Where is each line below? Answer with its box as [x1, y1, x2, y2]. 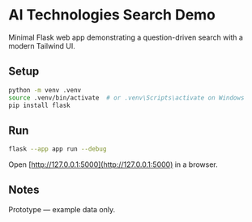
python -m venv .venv [8, 86, 82, 94]
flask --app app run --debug [8, 145, 107, 153]
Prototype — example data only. [8, 204, 116, 214]
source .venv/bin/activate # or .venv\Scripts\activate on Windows [8, 93, 245, 102]
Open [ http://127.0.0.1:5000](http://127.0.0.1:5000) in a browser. [8, 160, 219, 169]
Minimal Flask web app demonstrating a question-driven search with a [8, 32, 243, 42]
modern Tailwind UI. [8, 41, 75, 50]
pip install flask [8, 101, 70, 109]
